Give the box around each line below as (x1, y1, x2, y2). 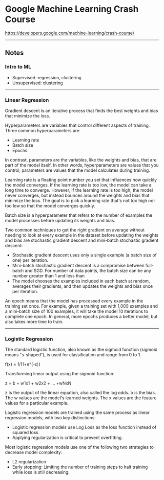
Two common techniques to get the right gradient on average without (5, 227, 145, 233)
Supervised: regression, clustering (12, 74, 82, 80)
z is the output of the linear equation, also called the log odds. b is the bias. (5, 390, 156, 396)
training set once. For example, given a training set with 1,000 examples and (5, 303, 158, 309)
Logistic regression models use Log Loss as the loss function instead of (12, 424, 157, 430)
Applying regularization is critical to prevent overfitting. (12, 434, 123, 441)
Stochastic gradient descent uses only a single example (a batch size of (12, 252, 157, 258)
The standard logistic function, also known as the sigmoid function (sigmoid (5, 346, 158, 353)
